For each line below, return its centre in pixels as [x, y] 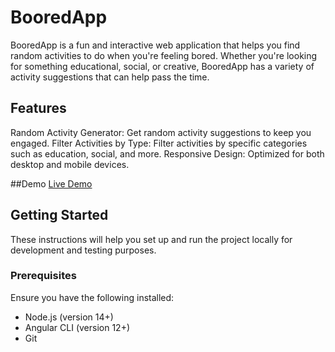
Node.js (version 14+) [69, 317]
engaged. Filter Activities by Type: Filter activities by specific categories [159, 143]
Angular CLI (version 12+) [77, 327]
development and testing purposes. [83, 250]
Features [38, 108]
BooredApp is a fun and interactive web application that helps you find [155, 45]
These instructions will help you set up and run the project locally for [151, 239]
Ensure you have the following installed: [92, 297]
